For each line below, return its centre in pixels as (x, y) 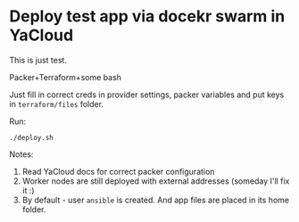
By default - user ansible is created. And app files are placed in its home (156, 200)
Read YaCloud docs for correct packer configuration (118, 171)
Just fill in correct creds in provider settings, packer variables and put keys (147, 95)
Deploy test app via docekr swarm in (147, 16)
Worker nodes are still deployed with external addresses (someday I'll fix (156, 181)
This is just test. (38, 60)
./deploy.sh (31, 137)
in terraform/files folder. (57, 103)
